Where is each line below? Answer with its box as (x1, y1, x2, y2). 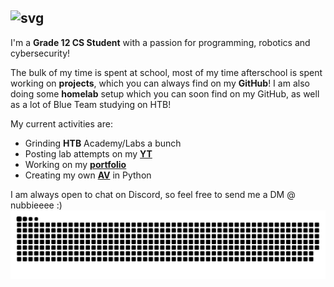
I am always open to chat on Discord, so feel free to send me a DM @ (10, 188, 296, 200)
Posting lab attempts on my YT (24, 147, 153, 160)
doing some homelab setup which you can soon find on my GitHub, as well (10, 87, 320, 100)
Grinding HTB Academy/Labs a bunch (24, 137, 182, 149)
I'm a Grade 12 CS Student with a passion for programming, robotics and (10, 36, 311, 48)
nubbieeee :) (10, 199, 63, 211)
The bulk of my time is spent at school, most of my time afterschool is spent (10, 66, 323, 78)
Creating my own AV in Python (24, 169, 152, 181)
